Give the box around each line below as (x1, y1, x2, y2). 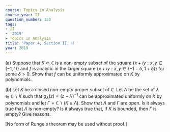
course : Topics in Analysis (5, 7, 65, 13)
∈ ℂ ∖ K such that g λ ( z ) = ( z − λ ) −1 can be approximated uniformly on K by (5, 92, 162, 100)
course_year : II (5, 12, 40, 17)
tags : (5, 21, 17, 27)
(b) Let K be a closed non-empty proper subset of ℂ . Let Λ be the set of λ (5, 86, 159, 92)
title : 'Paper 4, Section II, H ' (5, 41, 79, 46)
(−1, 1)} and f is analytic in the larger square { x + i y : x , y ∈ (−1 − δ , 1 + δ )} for (5, 65, 164, 71)
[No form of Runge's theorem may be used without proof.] (5, 121, 127, 127)
